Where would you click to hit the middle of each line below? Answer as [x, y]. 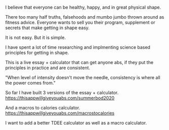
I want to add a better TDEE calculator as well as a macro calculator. [76, 123]
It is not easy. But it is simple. [35, 38]
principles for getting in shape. [37, 53]
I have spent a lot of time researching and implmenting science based [78, 47]
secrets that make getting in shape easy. [48, 28]
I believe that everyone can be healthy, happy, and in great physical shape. [83, 7]
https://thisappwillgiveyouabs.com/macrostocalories [60, 113]
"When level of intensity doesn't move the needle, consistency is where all [83, 77]
